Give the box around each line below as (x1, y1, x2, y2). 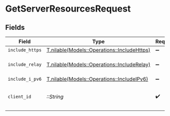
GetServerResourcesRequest (5, 3, 131, 15)
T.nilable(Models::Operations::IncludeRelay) (46, 61, 151, 68)
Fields (5, 23, 25, 32)
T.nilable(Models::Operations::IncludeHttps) (46, 46, 151, 53)
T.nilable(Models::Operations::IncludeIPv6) (46, 76, 148, 82)
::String (46, 93, 64, 100)
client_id (8, 94, 31, 99)
